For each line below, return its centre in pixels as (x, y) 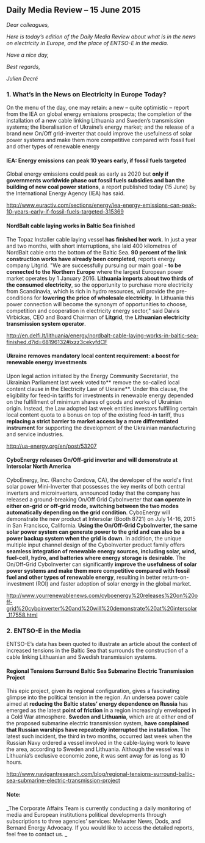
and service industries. (35, 434)
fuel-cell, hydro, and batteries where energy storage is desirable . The (96, 558)
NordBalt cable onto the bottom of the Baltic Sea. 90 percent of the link (97, 252)
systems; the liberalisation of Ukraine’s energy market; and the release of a (100, 127)
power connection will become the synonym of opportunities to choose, (97, 304)
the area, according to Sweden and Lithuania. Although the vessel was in (98, 749)
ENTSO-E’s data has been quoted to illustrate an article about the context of (102, 644)
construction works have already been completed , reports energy (91, 259)
